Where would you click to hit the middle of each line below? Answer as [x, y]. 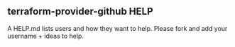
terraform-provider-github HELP [81, 12]
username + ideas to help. [45, 36]
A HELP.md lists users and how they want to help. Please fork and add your [117, 28]
